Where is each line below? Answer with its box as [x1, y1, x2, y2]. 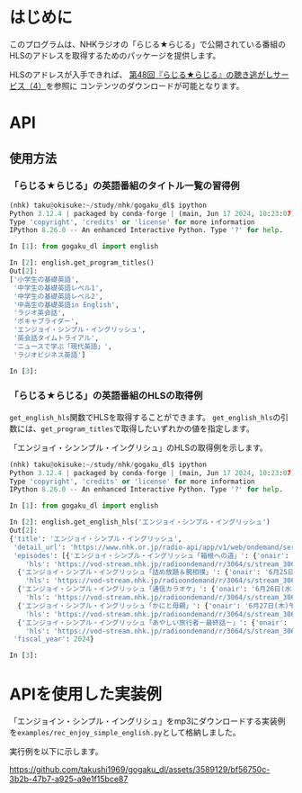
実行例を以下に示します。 [9, 746, 103, 757]
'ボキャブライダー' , [13, 317, 79, 326]
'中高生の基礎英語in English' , [13, 300, 120, 310]
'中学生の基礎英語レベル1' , [13, 284, 103, 293]
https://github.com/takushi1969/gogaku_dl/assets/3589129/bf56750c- [9, 764, 271, 775]
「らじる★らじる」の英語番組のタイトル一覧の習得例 [9, 180, 240, 193]
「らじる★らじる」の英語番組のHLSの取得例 [9, 390, 203, 402]
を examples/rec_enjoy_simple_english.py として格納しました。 [9, 727, 241, 738]
